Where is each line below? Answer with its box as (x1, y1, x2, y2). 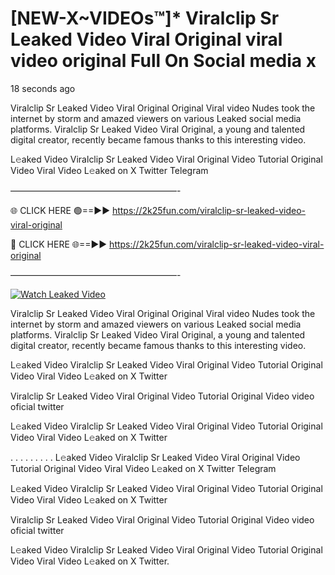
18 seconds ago (10, 82, 76, 94)
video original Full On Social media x (10, 50, 317, 72)
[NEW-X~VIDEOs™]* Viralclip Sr (10, 7, 280, 30)
